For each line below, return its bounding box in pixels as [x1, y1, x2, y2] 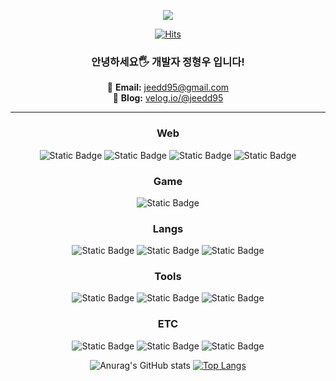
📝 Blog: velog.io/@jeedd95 [112, 92, 224, 104]
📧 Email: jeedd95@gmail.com [106, 81, 230, 94]
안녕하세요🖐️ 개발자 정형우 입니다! [91, 55, 245, 69]
